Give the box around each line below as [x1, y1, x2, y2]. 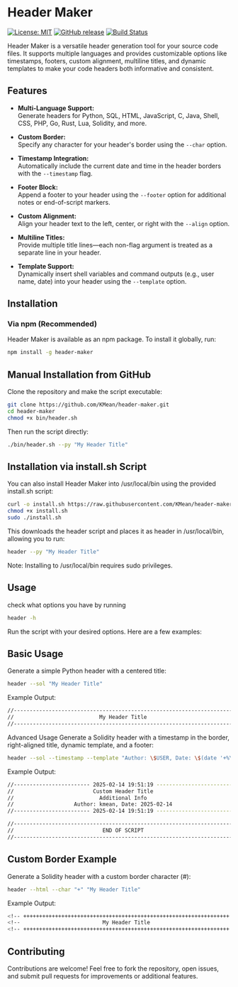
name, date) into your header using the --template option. [17, 277, 187, 285]
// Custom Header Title [7, 787, 154, 795]
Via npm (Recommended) [7, 319, 98, 329]
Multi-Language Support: [17, 104, 94, 112]
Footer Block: [17, 183, 58, 191]
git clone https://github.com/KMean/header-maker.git [7, 401, 170, 409]
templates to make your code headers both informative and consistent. [7, 64, 215, 73]
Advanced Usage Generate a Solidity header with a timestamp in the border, [7, 733, 230, 742]
